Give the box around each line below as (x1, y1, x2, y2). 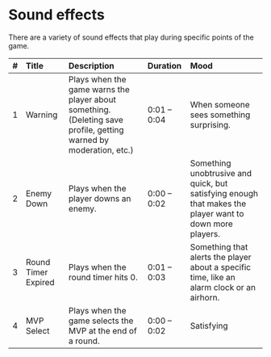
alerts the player (190, 251, 252, 262)
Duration (148, 60, 182, 71)
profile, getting (68, 124, 124, 135)
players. (190, 228, 220, 239)
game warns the (68, 83, 131, 94)
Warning (25, 109, 58, 120)
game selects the (68, 315, 134, 326)
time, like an (190, 271, 236, 283)
